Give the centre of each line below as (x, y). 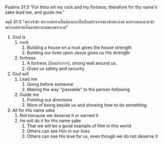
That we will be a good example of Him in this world (79, 126)
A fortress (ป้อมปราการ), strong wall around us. (72, 63)
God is (19, 37)
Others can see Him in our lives (58, 131)
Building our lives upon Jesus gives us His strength (78, 53)
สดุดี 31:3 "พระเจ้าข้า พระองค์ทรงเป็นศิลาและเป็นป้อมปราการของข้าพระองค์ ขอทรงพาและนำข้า (80, 22)
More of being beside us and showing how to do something (87, 105)
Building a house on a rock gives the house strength (79, 48)
